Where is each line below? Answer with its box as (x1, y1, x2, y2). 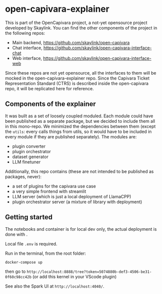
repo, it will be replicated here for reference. (5, 85, 94, 91)
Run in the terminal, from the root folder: (5, 250, 87, 256)
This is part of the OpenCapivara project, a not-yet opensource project (5, 20, 148, 26)
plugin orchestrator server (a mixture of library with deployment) (12, 199, 142, 205)
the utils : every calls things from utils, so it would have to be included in (5, 129, 152, 134)
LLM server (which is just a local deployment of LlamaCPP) (12, 193, 131, 199)
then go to (5, 268, 26, 274)
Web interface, (12, 55, 43, 61)
